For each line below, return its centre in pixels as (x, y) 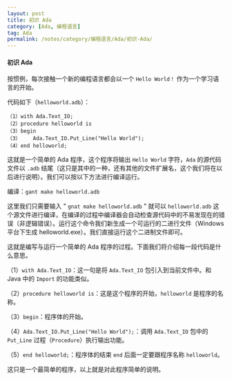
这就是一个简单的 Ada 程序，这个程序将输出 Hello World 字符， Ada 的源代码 (115, 160)
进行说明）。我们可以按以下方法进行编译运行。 (78, 177)
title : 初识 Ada (29, 20)
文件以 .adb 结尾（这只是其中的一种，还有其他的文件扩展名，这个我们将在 (112, 168)
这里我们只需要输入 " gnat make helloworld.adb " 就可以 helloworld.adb (109, 206)
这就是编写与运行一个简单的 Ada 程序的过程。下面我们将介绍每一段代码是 (111, 247)
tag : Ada (20, 33)
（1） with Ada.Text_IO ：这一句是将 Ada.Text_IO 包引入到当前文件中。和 (109, 270)
